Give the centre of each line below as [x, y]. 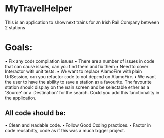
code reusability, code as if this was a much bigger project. [65, 130]
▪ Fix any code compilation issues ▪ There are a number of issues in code [80, 61]
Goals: [19, 48]
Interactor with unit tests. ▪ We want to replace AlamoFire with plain [74, 71]
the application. [21, 98]
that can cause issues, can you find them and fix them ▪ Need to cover [77, 66]
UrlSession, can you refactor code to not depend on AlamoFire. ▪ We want [81, 76]
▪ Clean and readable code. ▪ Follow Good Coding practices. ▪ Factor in [78, 125]
